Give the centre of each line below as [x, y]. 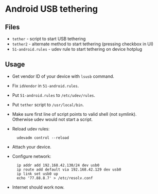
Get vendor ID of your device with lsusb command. [63, 76]
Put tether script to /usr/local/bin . [48, 105]
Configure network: [32, 156]
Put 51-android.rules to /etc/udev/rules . [54, 95]
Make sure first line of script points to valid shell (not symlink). [74, 114]
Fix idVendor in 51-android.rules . [45, 86]
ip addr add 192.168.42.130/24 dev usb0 [58, 165]
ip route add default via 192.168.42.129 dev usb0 [69, 170]
